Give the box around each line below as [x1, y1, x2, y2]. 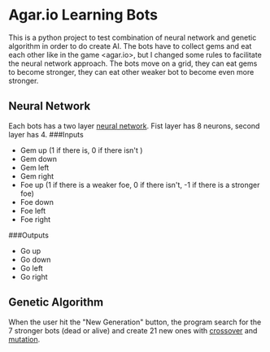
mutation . [8, 334, 41, 344]
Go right [20, 272, 48, 281]
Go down [20, 254, 51, 264]
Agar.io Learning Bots [8, 6, 159, 24]
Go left [20, 263, 43, 273]
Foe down [20, 197, 54, 206]
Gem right [20, 171, 54, 180]
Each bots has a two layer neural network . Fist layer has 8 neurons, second [8, 120, 260, 131]
